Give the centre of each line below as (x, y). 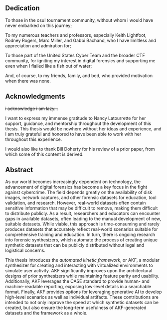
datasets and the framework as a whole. (46, 313)
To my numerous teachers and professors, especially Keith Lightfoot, (76, 35)
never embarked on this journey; (39, 25)
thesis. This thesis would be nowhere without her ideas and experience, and (83, 128)
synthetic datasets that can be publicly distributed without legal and (75, 245)
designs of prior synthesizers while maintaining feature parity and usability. (82, 276)
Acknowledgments (35, 97)
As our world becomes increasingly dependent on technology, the (73, 182)
